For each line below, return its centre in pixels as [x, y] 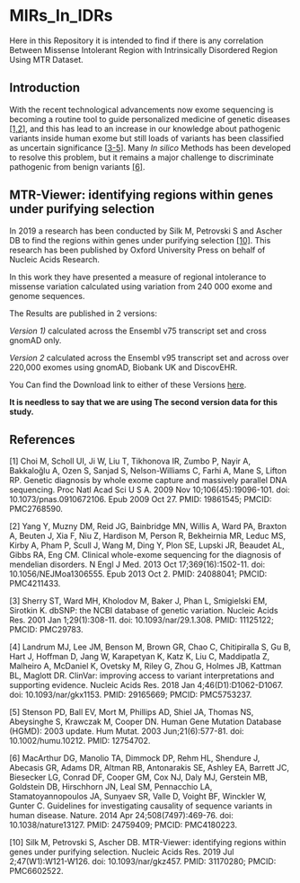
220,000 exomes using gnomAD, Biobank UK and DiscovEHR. [124, 367]
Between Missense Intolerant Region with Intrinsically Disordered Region [144, 49]
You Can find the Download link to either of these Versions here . [128, 384]
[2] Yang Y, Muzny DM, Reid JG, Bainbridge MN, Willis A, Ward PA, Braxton [148, 526]
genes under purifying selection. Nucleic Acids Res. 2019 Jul [122, 852]
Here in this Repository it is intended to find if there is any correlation [137, 40]
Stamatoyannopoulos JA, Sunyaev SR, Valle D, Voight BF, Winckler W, [138, 797]
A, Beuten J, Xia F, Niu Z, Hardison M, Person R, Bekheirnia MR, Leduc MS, [147, 536]
